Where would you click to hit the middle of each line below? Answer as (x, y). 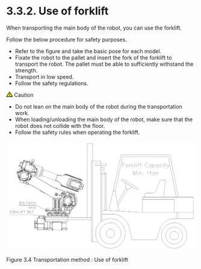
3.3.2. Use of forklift (57, 11)
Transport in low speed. (44, 77)
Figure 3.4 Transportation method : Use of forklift (67, 259)
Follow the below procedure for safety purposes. (67, 39)
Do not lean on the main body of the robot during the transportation (98, 106)
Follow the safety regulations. (51, 83)
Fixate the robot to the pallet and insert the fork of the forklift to (93, 57)
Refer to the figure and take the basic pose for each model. (88, 51)
